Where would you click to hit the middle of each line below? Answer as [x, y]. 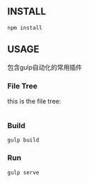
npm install [25, 27]
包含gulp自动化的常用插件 [45, 67]
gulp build [23, 140]
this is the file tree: [34, 101]
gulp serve [23, 172]
